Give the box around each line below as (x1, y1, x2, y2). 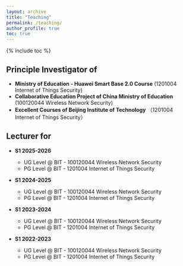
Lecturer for (6, 132, 52, 142)
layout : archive (6, 8, 46, 15)
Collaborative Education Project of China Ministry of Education (14, 93, 173, 100)
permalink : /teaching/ (6, 20, 62, 26)
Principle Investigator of (6, 64, 97, 74)
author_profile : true (6, 25, 60, 32)
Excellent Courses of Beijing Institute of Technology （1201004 (14, 106, 173, 113)
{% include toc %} (6, 47, 52, 54)
